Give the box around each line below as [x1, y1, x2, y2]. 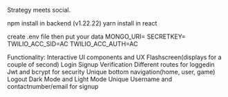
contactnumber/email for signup [7, 83, 99, 90]
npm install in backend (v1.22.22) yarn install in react [7, 19, 158, 27]
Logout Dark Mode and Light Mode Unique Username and [7, 75, 173, 83]
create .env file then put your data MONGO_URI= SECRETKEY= [7, 32, 186, 41]
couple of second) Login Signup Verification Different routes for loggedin [7, 61, 216, 68]
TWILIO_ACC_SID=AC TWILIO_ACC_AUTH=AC [7, 40, 138, 47]
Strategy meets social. [7, 6, 71, 14]
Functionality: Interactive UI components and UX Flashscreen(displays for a [7, 53, 222, 61]
